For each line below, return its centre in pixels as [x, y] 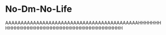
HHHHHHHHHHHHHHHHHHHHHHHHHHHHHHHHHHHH [64, 28]
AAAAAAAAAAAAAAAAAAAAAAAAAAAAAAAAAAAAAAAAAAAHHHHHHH [83, 23]
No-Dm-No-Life [39, 9]
